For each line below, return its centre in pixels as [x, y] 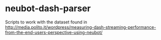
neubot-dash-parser [48, 9]
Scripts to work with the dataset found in [46, 22]
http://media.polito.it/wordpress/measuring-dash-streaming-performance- [80, 27]
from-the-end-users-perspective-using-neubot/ [54, 32]
